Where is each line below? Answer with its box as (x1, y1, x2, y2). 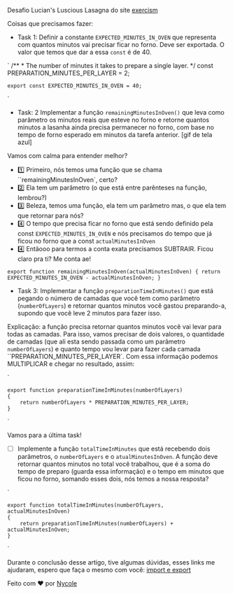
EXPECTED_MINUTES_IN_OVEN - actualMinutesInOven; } (7, 274, 161, 281)
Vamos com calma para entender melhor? (7, 152, 128, 160)
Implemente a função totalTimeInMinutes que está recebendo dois (17, 444, 211, 453)
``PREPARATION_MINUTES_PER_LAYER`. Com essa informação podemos (7, 353, 218, 360)
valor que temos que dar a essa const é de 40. (17, 48, 152, 56)
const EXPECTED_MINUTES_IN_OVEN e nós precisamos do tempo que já (17, 229, 212, 237)
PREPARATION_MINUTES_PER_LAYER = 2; (7, 69, 130, 77)
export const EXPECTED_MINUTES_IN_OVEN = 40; (7, 83, 142, 90)
